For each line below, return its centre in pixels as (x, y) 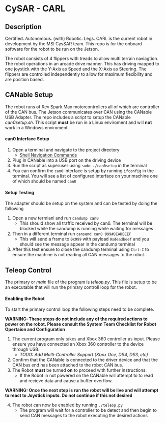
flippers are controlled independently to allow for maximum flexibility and (79, 74)
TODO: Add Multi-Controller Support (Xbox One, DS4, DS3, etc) (84, 355)
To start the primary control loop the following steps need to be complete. (80, 309)
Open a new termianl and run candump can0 (55, 218)
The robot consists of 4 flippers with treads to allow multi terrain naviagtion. (82, 59)
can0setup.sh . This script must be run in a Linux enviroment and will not (79, 122)
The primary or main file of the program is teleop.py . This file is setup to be (81, 282)
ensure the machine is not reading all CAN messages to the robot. (79, 255)
